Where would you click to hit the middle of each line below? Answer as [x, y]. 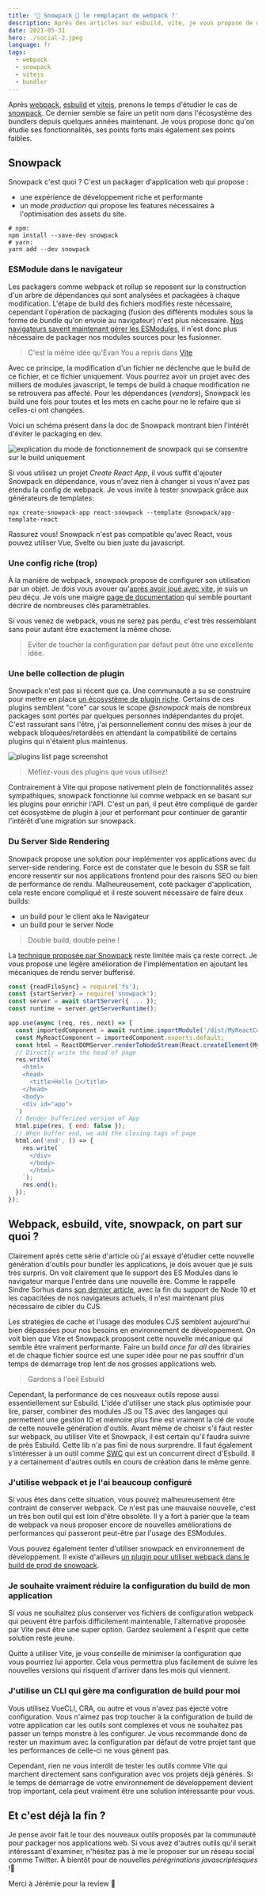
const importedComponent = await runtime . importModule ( [109, 1030]
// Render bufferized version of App [78, 1119]
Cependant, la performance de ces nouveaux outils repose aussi [114, 1394]
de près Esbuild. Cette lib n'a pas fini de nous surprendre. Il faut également [130, 1445]
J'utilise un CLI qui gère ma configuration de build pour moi [124, 1691]
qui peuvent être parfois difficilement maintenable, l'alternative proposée [127, 1621]
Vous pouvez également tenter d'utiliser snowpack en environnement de [127, 1548]
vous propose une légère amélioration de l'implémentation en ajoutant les [128, 964]
